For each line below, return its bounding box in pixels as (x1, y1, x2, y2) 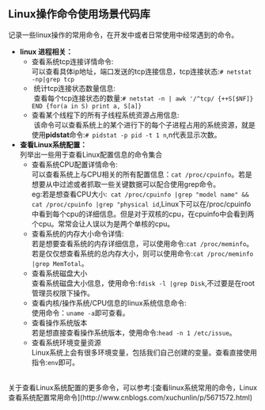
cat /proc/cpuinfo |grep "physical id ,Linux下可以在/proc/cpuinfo (31, 199, 252, 208)
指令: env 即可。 (31, 357, 80, 366)
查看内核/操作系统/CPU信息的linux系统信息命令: (31, 298, 187, 307)
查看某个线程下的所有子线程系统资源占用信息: (31, 110, 180, 120)
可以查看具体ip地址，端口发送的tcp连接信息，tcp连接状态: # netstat (31, 66, 252, 76)
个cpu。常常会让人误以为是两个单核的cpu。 (31, 218, 175, 228)
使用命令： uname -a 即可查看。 (31, 308, 130, 317)
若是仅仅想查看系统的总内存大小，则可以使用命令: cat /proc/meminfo (31, 249, 254, 258)
